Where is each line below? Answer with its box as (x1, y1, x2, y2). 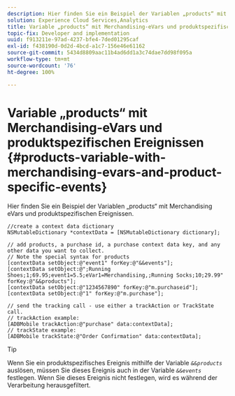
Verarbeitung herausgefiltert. (7, 381, 91, 390)
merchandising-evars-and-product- (7, 164, 222, 180)
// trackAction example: (7, 315, 80, 322)
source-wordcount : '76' (7, 62, 77, 69)
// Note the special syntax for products (7, 254, 130, 261)
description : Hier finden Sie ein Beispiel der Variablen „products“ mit (7, 10, 227, 17)
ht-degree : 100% (7, 68, 55, 75)
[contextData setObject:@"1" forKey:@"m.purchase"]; (7, 291, 164, 298)
